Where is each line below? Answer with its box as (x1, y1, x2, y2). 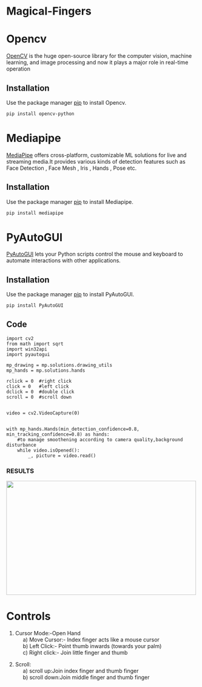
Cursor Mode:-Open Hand (15, 630, 81, 637)
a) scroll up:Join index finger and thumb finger (22, 668, 139, 675)
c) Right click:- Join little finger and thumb (22, 649, 128, 657)
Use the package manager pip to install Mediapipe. (6, 198, 133, 205)
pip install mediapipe (6, 210, 64, 216)
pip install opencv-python (6, 111, 75, 117)
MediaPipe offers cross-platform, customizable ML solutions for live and (6, 151, 187, 159)
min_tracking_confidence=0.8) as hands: (6, 431, 110, 438)
